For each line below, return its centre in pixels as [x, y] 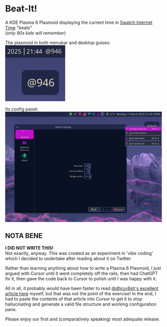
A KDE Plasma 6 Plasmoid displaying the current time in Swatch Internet [79, 22]
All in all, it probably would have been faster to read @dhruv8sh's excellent [82, 288]
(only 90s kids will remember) [36, 33]
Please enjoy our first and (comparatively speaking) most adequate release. [83, 319]
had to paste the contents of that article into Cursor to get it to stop [74, 299]
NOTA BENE [24, 236]
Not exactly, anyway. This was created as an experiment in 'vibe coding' [79, 253]
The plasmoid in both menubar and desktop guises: [58, 42]
